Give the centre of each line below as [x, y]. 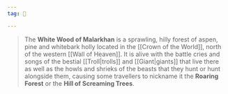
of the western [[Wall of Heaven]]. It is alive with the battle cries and [122, 54]
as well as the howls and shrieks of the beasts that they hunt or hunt [122, 68]
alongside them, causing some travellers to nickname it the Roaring [121, 76]
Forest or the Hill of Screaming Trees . [79, 83]
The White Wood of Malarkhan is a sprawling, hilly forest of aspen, [121, 39]
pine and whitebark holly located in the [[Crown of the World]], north [123, 46]
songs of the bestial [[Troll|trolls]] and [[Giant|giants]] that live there [122, 61]
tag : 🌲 [17, 13]
